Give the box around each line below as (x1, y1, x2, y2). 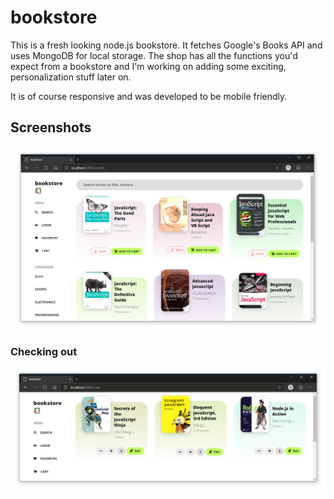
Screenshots (10, 119, 92, 136)
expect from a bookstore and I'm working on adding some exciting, (10, 60, 287, 72)
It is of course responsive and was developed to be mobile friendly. (10, 90, 288, 102)
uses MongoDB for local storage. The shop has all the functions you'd (10, 49, 298, 61)
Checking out (10, 344, 78, 358)
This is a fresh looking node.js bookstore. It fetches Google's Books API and (10, 39, 323, 51)
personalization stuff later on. (10, 71, 132, 83)
